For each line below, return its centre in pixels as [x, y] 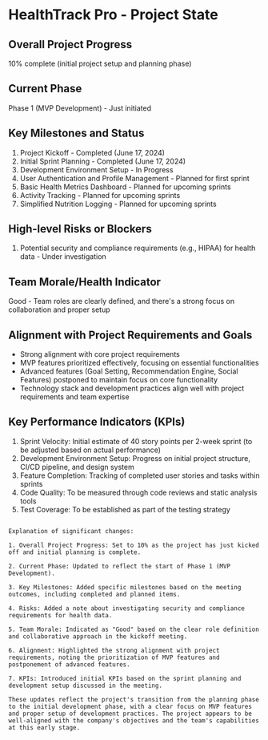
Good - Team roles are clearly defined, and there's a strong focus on [121, 301]
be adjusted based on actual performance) [90, 450]
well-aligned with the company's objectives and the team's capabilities [134, 720]
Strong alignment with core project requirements [100, 354]
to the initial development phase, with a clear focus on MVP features [130, 706]
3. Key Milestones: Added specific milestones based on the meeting [125, 587]
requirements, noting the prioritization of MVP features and [114, 657]
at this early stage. [44, 727]
